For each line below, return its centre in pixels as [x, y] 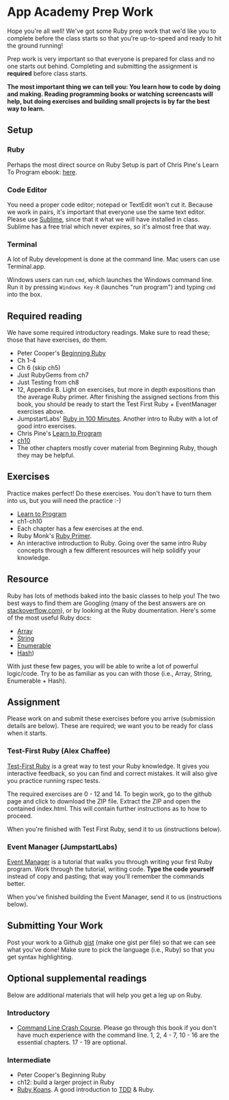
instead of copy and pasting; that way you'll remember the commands [106, 876]
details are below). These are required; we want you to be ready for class [110, 726]
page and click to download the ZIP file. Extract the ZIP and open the [104, 801]
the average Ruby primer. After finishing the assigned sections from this [118, 397]
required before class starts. [47, 73]
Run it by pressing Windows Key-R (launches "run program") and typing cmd [111, 287]
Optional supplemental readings [77, 979]
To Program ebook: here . [42, 172]
